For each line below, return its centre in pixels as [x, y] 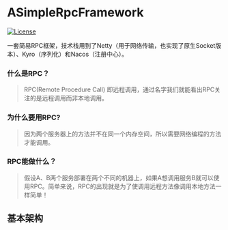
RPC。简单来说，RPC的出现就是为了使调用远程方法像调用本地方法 [123, 186]
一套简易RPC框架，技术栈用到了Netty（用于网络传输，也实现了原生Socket [111, 45]
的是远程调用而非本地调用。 [69, 98]
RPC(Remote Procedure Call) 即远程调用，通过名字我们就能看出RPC [119, 89]
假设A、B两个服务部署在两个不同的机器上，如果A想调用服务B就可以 [118, 177]
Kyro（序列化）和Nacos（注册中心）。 [75, 54]
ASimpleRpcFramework [76, 13]
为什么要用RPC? [34, 117]
